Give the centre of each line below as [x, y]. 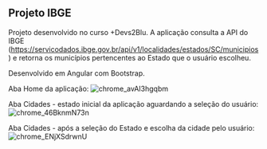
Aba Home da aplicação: [49, 88]
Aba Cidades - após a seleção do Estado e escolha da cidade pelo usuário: [132, 127]
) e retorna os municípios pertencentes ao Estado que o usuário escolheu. [130, 57]
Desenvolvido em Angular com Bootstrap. [77, 73]
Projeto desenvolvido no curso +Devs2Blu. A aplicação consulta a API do [128, 32]
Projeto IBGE [40, 13]
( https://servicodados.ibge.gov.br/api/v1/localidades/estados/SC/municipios [133, 49]
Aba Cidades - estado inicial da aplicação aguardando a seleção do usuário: [133, 104]
